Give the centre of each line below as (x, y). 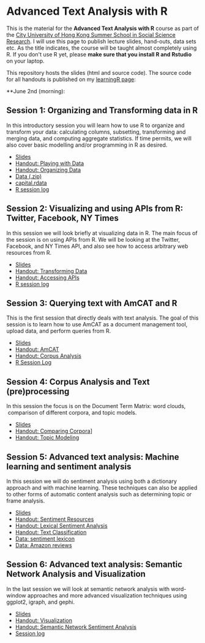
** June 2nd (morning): (36, 91)
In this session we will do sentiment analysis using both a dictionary (92, 481)
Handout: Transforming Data (51, 271)
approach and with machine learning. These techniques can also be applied (102, 488)
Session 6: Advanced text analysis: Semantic (94, 565)
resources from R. (29, 252)
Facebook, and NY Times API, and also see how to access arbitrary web (97, 246)
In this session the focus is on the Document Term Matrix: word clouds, (96, 406)
